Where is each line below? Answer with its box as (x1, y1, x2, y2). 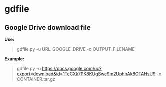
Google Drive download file (4, 23, 91, 32)
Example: (4, 56, 25, 62)
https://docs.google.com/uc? (41, 66, 102, 71)
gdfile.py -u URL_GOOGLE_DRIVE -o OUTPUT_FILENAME (16, 46, 135, 52)
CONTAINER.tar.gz (16, 76, 55, 82)
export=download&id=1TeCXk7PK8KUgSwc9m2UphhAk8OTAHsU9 (16, 71, 156, 77)
